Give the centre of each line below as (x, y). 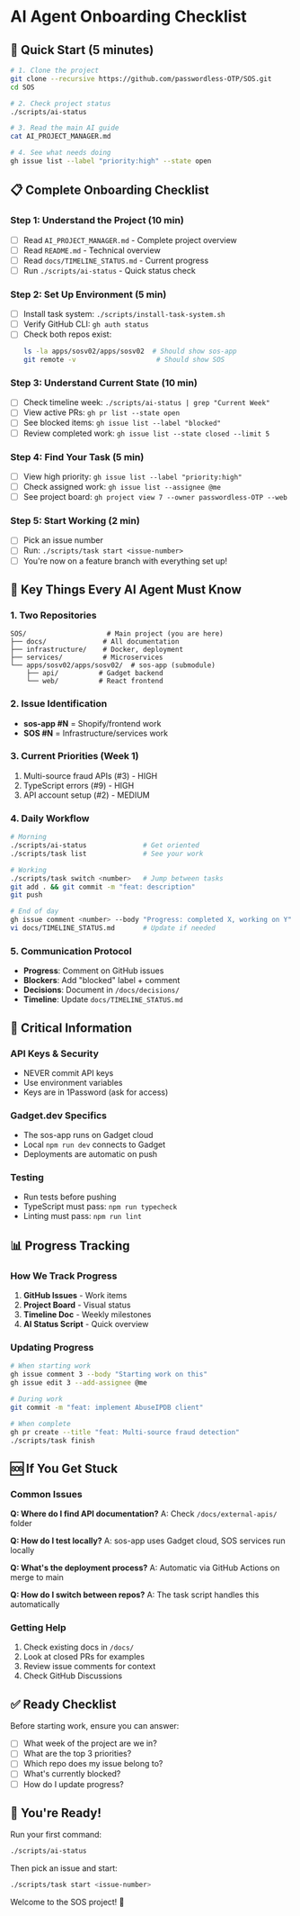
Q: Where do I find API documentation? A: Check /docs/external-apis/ (144, 1514)
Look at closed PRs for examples (84, 1657)
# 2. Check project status (61, 104)
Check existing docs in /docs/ (78, 1647)
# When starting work (51, 1366)
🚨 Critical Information (71, 1028)
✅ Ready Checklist (63, 1704)
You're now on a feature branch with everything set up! (125, 561)
